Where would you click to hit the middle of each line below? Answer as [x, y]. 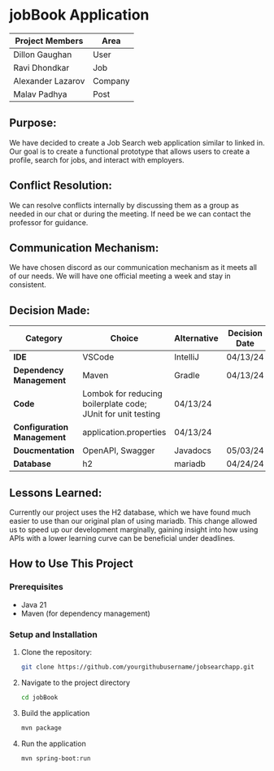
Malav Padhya [40, 94]
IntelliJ [187, 357]
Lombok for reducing [123, 394]
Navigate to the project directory [76, 682]
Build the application [55, 712]
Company [111, 81]
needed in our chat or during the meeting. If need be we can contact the [130, 214]
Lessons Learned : [56, 492]
